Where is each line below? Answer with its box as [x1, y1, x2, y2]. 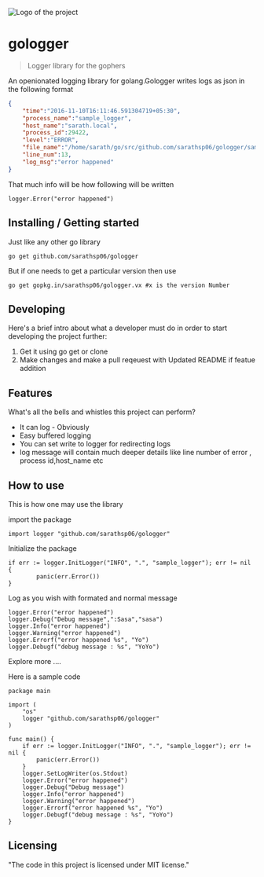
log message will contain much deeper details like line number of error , [19, 448, 252, 457]
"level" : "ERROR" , [22, 136, 79, 145]
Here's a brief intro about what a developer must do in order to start [8, 323, 228, 333]
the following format [8, 84, 74, 94]
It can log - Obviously [19, 423, 90, 432]
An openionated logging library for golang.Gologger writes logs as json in [8, 75, 245, 86]
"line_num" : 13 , [22, 151, 72, 159]
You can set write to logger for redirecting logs [19, 439, 171, 449]
